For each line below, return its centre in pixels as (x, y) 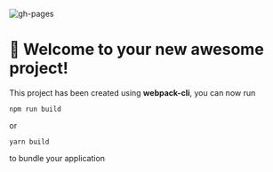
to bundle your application (57, 158)
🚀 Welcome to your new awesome (136, 50)
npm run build (36, 109)
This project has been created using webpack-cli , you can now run (132, 92)
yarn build (29, 142)
